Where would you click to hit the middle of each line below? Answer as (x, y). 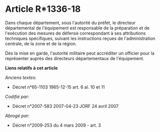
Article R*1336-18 (43, 9)
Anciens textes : (21, 77)
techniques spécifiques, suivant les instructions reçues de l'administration (80, 38)
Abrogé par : (17, 115)
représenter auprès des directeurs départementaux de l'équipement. (75, 58)
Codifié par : (17, 97)
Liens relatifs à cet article (32, 68)
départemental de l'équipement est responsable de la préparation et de (77, 28)
